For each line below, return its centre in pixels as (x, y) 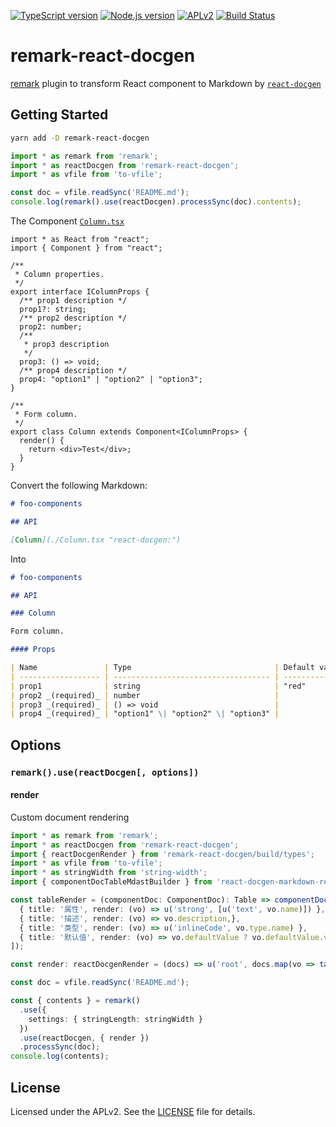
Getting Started (59, 115)
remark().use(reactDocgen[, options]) (105, 772)
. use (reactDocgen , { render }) (84, 1038)
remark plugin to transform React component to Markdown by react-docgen (166, 83)
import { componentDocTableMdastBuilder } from (111, 882)
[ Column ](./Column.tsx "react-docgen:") (96, 540)
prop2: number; (51, 327)
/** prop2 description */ (73, 318)
